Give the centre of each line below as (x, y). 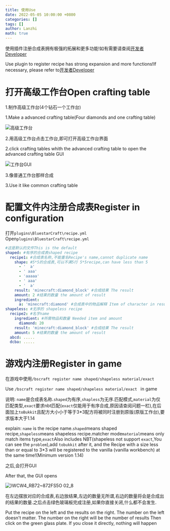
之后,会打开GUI (21, 466)
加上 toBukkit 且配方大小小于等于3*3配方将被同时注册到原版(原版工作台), (85, 412)
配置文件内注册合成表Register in (73, 207)
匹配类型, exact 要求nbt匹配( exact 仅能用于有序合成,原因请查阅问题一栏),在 (81, 406)
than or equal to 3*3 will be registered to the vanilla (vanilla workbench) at (83, 450)
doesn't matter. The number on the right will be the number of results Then (83, 518)
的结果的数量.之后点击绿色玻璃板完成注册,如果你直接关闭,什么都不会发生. (81, 502)
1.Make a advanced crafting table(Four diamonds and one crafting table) (80, 117)
